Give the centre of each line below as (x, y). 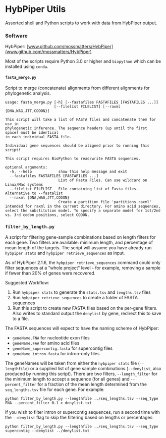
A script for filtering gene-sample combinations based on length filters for (81, 237)
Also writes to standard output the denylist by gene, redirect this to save (87, 313)
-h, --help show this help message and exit (68, 172)
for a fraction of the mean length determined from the (92, 384)
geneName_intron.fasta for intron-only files (56, 353)
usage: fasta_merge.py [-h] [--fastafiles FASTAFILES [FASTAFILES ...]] (82, 103)
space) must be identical (32, 133)
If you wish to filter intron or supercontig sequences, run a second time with (83, 412)
